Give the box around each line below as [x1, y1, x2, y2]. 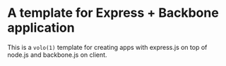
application [7, 20, 76, 36]
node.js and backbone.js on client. [7, 51, 107, 59]
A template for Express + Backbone [7, 5, 219, 21]
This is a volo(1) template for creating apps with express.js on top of [7, 43, 208, 51]
